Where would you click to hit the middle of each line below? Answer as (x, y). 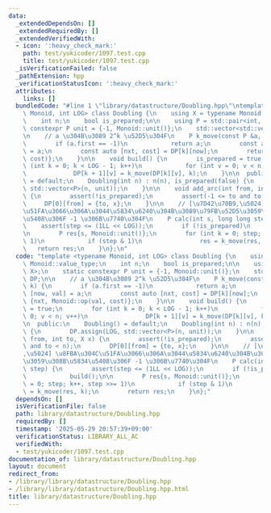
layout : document (38, 467)
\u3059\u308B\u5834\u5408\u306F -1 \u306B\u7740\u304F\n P (129, 362)
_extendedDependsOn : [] (55, 23)
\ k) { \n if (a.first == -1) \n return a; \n (129, 286)
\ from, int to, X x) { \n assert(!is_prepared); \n (122, 339)
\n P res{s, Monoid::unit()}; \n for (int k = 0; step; (142, 234)
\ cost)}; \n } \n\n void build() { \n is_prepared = (133, 158)
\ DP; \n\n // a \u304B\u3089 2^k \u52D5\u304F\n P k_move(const (144, 279)
